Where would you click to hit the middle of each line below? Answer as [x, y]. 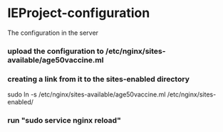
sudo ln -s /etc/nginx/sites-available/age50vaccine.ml [87, 94]
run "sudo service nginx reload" [64, 121]
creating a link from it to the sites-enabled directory [99, 79]
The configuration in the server [53, 33]
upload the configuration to [56, 51]
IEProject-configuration [79, 13]
